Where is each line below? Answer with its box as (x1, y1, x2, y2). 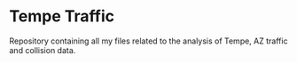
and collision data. (9, 44, 76, 55)
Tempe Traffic (9, 6, 115, 27)
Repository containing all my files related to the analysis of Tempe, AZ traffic (9, 35, 288, 46)
